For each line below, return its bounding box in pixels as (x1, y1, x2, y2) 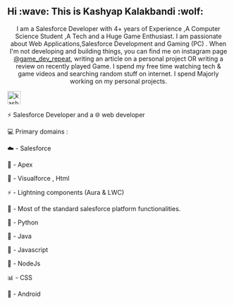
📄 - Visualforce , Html (7, 174, 70, 182)
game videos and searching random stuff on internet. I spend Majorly (18, 69, 219, 78)
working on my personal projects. (69, 77, 168, 85)
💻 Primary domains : (7, 127, 68, 136)
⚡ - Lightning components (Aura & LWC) (7, 188, 125, 196)
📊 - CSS (7, 273, 33, 282)
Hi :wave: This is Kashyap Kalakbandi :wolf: (7, 6, 204, 18)
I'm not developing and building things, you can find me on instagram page (9, 47, 228, 55)
